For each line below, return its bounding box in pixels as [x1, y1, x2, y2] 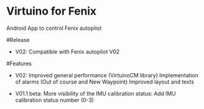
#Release [6, 36, 30, 43]
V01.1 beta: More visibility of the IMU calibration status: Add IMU [15, 90, 177, 97]
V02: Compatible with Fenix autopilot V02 [15, 47, 120, 55]
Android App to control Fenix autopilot [6, 24, 102, 32]
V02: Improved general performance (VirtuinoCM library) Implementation [15, 71, 199, 79]
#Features [6, 60, 32, 67]
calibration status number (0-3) [15, 96, 94, 104]
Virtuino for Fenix [6, 4, 97, 18]
